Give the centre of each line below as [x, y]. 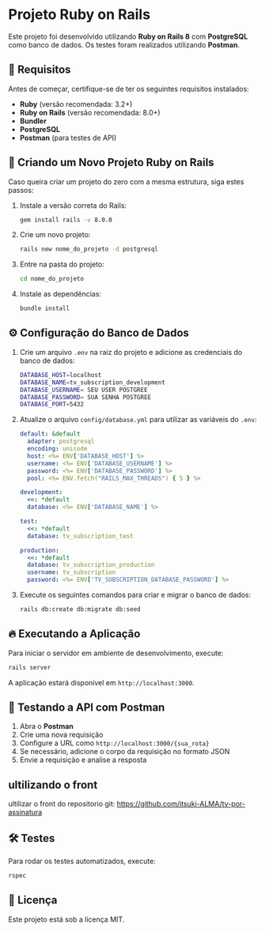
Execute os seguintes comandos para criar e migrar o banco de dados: [135, 595]
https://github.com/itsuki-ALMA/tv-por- [181, 804]
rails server [30, 667]
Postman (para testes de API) [68, 138]
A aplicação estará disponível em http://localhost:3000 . [102, 682]
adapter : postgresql [61, 441]
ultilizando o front [53, 785]
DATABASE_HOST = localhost [61, 375]
